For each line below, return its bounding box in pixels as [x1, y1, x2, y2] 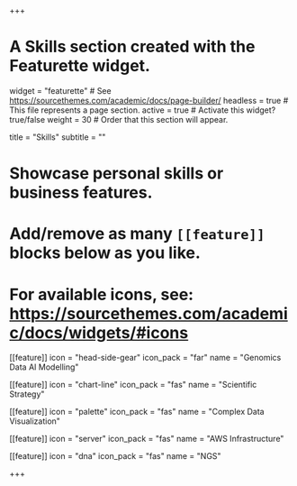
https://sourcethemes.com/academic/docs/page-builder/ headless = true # [9, 95, 289, 105]
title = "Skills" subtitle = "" [9, 132, 106, 142]
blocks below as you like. [9, 243, 201, 263]
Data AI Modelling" [9, 362, 79, 372]
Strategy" [9, 389, 45, 399]
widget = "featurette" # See [9, 85, 112, 96]
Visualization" [9, 416, 61, 426]
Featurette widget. [9, 56, 151, 77]
